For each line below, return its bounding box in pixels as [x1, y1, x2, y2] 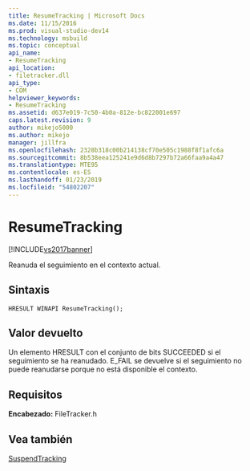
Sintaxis [8, 283, 50, 297]
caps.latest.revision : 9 [8, 116, 91, 124]
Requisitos [8, 388, 62, 401]
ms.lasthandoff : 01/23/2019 [8, 176, 103, 185]
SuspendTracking [8, 453, 67, 463]
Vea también [8, 432, 73, 446]
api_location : [8, 64, 56, 72]
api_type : [8, 79, 42, 87]
